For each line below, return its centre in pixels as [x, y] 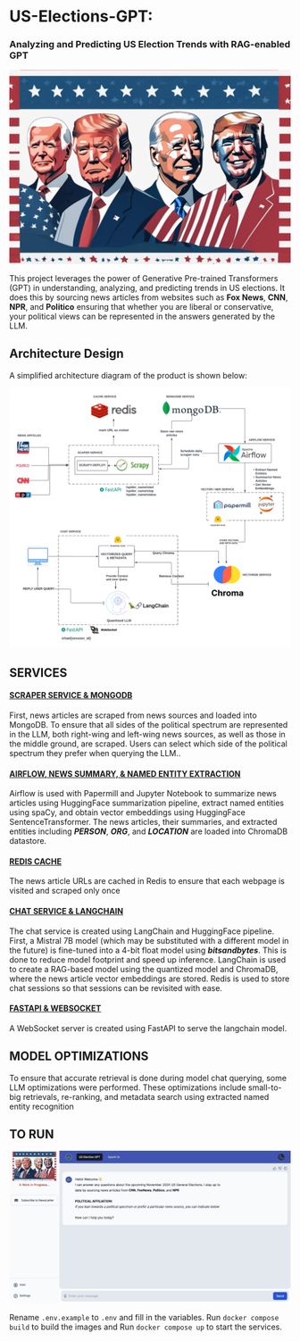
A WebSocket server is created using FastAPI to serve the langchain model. [148, 1028]
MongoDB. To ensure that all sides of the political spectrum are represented [149, 725]
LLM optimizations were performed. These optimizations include [128, 1087]
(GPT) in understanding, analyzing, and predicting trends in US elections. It [147, 288]
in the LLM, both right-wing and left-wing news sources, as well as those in [147, 735]
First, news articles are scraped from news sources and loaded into [133, 715]
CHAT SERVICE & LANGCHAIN [66, 912]
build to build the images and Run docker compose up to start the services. [146, 1327]
